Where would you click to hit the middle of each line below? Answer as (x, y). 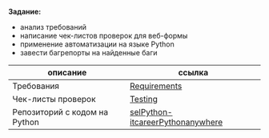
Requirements (156, 86)
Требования (36, 86)
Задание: (25, 12)
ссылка (193, 73)
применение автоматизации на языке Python (97, 44)
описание (67, 73)
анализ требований (53, 27)
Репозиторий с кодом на (60, 112)
